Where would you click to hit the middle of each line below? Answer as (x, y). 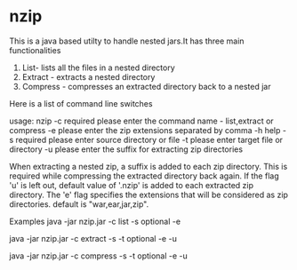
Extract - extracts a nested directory (88, 76)
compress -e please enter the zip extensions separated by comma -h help (145, 130)
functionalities (35, 50)
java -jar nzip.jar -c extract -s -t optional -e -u (93, 238)
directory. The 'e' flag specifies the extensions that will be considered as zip (149, 195)
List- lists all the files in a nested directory (98, 67)
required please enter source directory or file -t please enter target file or (149, 139)
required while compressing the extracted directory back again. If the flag (144, 176)
